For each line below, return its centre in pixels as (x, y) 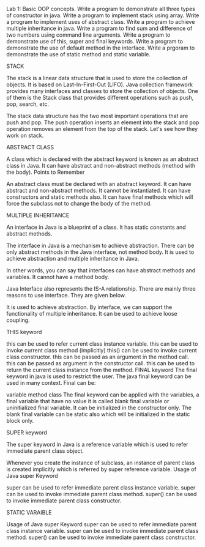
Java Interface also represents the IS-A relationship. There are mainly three (101, 289)
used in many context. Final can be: (51, 383)
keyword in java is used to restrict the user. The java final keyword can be (99, 376)
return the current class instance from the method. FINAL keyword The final (102, 370)
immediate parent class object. (45, 451)
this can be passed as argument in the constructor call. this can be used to (100, 363)
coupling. (18, 320)
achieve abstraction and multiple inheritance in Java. (73, 259)
